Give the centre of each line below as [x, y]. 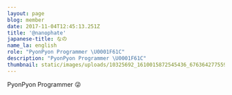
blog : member [26, 20]
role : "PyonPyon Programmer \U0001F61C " [66, 52]
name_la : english [32, 45]
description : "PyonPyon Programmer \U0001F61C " [77, 59]
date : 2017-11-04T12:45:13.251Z [54, 26]
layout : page [26, 13]
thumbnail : [23, 65]
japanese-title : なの [37, 39]
